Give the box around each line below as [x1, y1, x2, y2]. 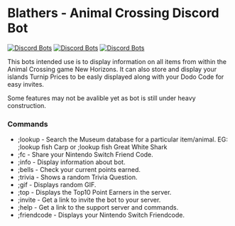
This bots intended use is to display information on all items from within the [7, 57, 227, 65]
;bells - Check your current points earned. [17, 166, 141, 174]
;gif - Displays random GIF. [17, 181, 97, 189]
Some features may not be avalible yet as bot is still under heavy [7, 94, 197, 102]
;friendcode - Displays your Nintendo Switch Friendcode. [17, 211, 185, 220]
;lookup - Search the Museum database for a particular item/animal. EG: [17, 135, 229, 144]
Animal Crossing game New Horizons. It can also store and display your [7, 65, 217, 73]
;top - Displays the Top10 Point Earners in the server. [17, 188, 172, 197]
